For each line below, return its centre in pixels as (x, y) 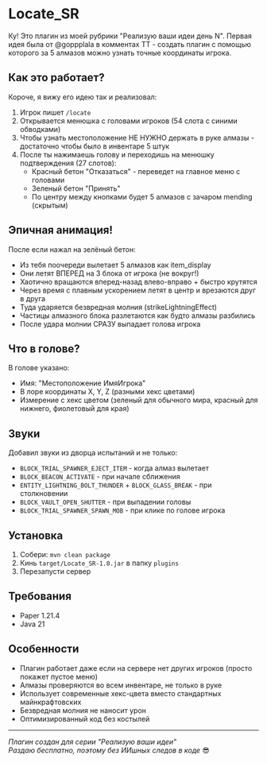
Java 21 (32, 624)
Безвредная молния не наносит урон (83, 710)
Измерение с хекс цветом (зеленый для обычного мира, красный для (139, 400)
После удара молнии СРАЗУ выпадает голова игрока (110, 323)
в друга (33, 298)
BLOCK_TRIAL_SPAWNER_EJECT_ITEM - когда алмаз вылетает (114, 468)
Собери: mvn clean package (65, 554)
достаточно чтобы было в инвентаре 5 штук (95, 146)
